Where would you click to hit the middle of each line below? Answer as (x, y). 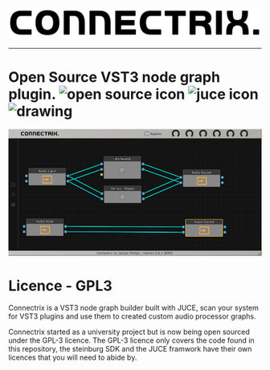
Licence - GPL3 (60, 285)
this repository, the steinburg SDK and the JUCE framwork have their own (130, 349)
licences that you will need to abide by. (73, 358)
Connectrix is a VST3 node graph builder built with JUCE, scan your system (134, 308)
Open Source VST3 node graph (115, 77)
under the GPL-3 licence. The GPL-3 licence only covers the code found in (131, 340)
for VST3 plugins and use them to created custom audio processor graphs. (132, 316)
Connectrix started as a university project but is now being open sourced (129, 332)
